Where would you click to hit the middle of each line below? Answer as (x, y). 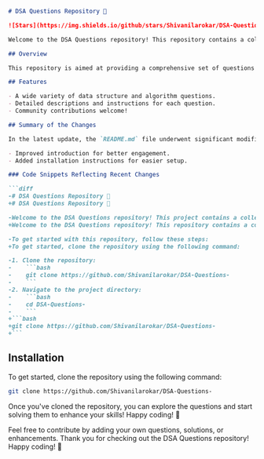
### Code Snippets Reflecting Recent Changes (84, 175)
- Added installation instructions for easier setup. (98, 161)
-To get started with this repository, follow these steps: (109, 239)
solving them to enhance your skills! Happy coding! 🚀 (94, 414)
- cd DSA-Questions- (47, 304)
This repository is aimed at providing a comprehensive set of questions (132, 68)
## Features (27, 82)
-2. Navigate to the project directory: (75, 290)
